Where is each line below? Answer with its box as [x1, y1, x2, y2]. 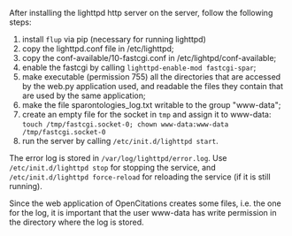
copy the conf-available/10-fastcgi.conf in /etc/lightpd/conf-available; [21, 53, 277, 63]
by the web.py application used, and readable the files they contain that [21, 81, 284, 91]
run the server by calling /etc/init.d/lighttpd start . [21, 136, 219, 146]
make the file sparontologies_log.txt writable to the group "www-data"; [21, 100, 281, 110]
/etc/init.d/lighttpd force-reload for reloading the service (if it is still [9, 171, 272, 182]
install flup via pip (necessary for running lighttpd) [21, 34, 206, 44]
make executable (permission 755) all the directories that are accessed [21, 72, 281, 82]
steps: [9, 17, 32, 27]
